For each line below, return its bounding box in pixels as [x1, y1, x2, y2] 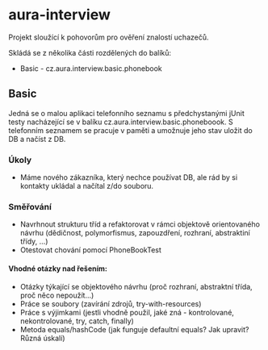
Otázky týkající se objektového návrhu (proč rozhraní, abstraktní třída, [19, 281, 253, 291]
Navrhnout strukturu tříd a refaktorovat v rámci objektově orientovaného [19, 219, 261, 229]
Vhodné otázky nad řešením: [8, 264, 107, 273]
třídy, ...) [19, 236, 48, 247]
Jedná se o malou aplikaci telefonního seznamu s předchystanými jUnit [8, 108, 245, 118]
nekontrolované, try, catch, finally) [19, 316, 135, 326]
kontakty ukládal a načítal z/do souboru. [19, 181, 154, 191]
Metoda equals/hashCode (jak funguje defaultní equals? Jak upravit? [19, 324, 249, 334]
